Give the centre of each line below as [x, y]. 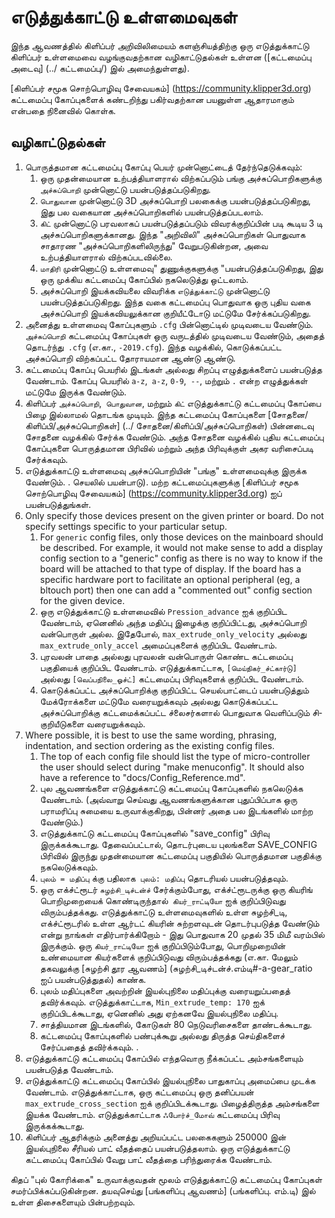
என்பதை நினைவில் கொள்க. [63, 110]
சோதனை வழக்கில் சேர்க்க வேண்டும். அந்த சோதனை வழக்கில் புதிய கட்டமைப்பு [174, 437]
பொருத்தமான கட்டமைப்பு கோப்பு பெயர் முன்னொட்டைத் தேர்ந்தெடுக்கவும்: [163, 167]
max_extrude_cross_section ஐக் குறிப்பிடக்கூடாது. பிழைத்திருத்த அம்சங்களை [172, 1103]
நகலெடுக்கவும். [68, 867]
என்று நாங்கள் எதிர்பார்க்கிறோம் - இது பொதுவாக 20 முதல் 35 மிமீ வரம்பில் [182, 934]
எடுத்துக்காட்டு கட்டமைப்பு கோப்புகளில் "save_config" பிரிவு [154, 833]
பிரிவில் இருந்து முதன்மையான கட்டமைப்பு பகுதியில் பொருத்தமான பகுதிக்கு [180, 855]
